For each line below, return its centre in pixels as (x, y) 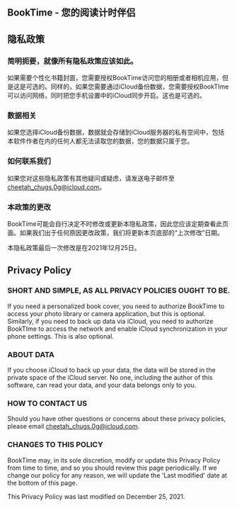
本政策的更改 (29, 207)
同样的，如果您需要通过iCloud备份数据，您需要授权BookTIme (140, 86)
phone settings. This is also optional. (61, 336)
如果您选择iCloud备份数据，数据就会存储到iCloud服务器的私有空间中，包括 (116, 132)
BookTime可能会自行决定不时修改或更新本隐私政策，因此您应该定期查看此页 (118, 224)
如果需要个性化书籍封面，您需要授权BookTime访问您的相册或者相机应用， (115, 78)
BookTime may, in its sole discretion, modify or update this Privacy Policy (114, 460)
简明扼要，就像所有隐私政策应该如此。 (73, 61)
